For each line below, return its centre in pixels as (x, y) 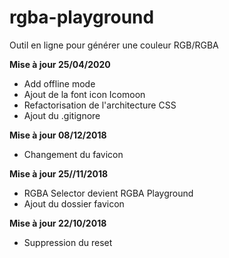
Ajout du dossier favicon (74, 203)
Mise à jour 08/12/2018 (58, 135)
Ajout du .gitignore (62, 115)
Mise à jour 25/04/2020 (60, 64)
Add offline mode (59, 83)
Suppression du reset (68, 242)
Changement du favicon (73, 154)
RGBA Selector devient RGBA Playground (108, 193)
